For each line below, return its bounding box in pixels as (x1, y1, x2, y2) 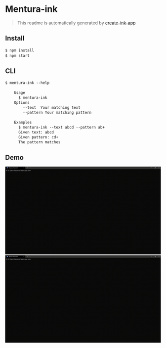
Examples (14, 120, 32, 125)
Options (14, 100, 30, 105)
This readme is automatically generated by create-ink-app (17, 20, 136, 26)
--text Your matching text (23, 105, 81, 110)
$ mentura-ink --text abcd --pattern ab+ (18, 125, 105, 130)
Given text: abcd (18, 130, 54, 135)
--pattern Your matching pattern (23, 110, 92, 115)
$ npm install (5, 48, 35, 53)
